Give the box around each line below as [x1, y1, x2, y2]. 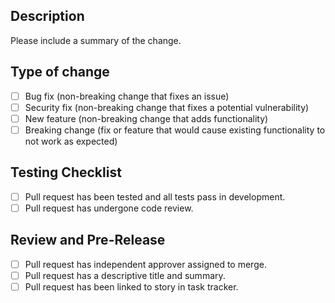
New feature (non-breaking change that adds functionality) [24, 112, 269, 124]
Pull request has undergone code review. [24, 202, 194, 214]
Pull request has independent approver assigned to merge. [24, 258, 267, 270]
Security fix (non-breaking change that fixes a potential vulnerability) [24, 101, 310, 113]
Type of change [10, 64, 110, 81]
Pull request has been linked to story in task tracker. [24, 280, 239, 293]
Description [10, 8, 85, 25]
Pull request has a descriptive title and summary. [24, 269, 226, 281]
